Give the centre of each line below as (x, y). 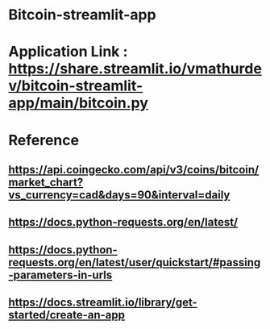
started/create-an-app (66, 315)
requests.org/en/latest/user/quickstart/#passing (135, 262)
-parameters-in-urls (60, 275)
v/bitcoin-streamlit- (76, 86)
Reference (44, 140)
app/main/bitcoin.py (79, 103)
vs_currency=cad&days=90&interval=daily (119, 195)
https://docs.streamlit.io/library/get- (103, 303)
